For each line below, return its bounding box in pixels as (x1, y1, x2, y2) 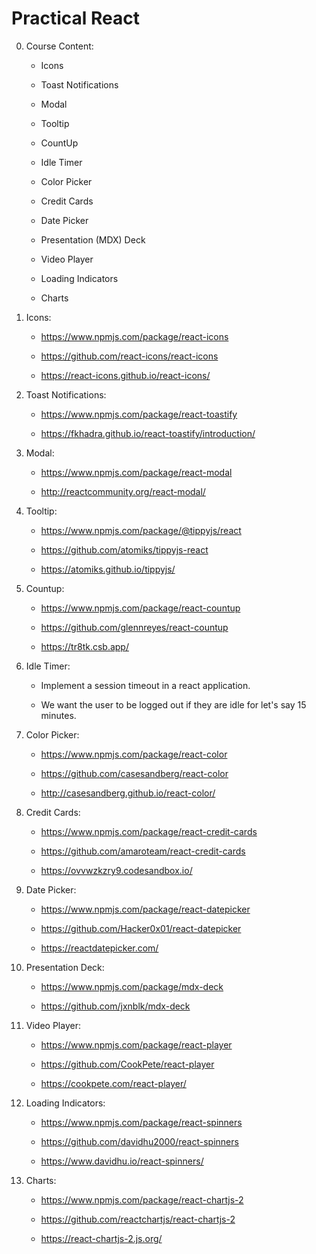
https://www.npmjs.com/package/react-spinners (40, 1116, 243, 1128)
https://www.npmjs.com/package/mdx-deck (40, 980, 224, 992)
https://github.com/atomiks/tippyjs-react (40, 543, 209, 556)
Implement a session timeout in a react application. (40, 679, 251, 691)
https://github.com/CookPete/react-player (40, 1058, 215, 1070)
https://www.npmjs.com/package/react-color (40, 748, 228, 760)
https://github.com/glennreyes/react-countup (40, 621, 229, 633)
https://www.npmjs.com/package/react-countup (40, 602, 241, 614)
